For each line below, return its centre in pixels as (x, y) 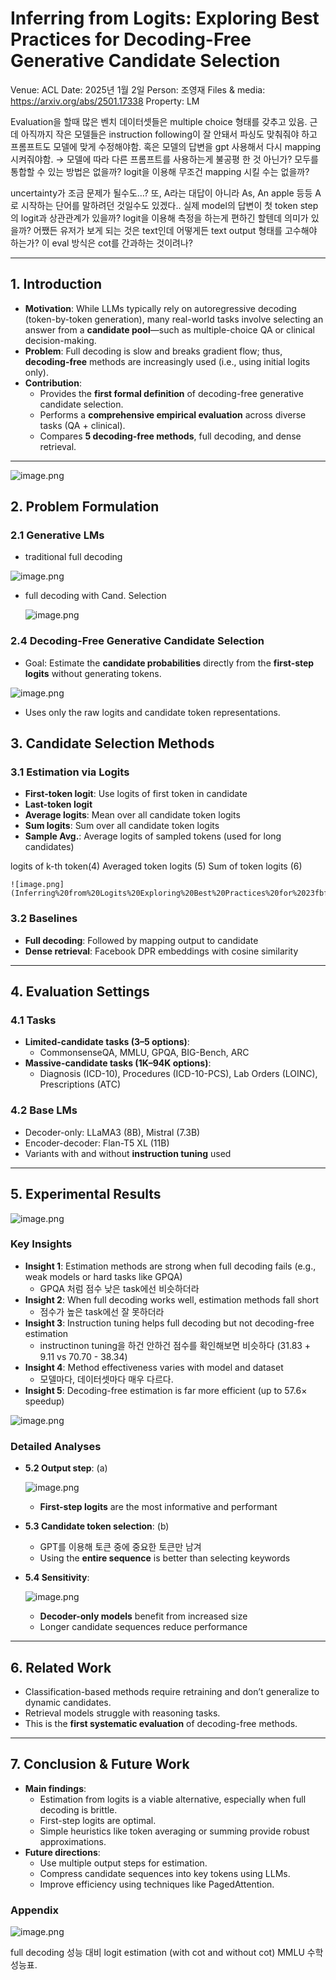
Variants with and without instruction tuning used (128, 1153)
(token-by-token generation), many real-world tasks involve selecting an (174, 319)
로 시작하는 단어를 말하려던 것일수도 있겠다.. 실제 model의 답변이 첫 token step (164, 205)
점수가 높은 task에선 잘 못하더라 (102, 1311)
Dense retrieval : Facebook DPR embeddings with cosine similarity (161, 951)
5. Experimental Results (86, 1194)
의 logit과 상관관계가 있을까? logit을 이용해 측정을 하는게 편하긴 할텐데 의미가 (159, 218)
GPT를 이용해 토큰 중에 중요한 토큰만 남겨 (120, 1547)
